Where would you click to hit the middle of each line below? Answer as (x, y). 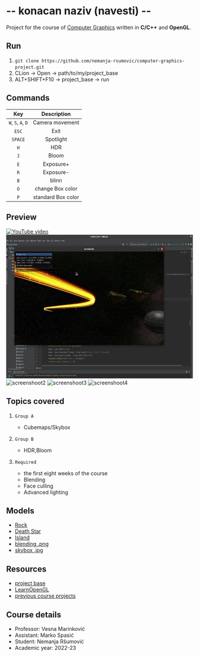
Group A (24, 416)
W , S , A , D (18, 122)
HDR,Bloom (38, 450)
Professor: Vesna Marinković (50, 629)
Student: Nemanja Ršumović (49, 642)
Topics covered (35, 401)
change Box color (56, 189)
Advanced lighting (46, 492)
